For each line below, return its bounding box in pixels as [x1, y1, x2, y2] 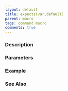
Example [5, 67, 26, 74]
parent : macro [5, 16, 34, 21]
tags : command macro [5, 20, 47, 26]
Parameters [5, 54, 33, 61]
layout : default [5, 7, 38, 12]
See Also [5, 80, 27, 87]
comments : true [5, 25, 36, 30]
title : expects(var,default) [5, 12, 64, 17]
